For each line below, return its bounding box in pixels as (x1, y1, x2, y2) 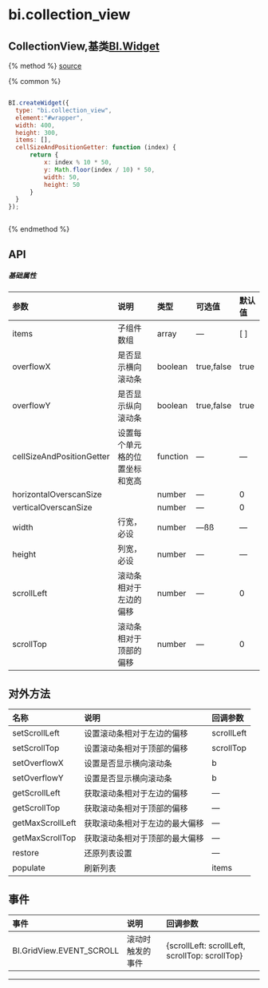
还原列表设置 (84, 848, 133, 859)
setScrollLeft (12, 728, 60, 739)
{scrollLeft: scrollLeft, (166, 940, 246, 951)
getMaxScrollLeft (12, 817, 77, 828)
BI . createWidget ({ (8, 99, 69, 107)
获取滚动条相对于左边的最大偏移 (84, 818, 205, 829)
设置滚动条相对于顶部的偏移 (84, 743, 189, 754)
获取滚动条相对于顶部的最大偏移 (84, 833, 205, 844)
